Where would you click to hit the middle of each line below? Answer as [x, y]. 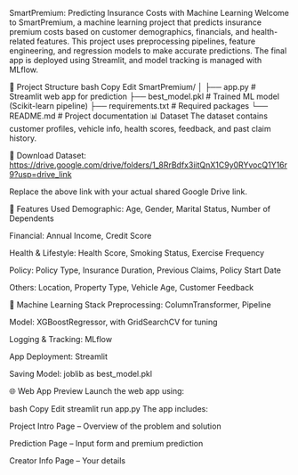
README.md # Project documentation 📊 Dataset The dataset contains [139, 116]
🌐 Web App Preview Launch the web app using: [97, 391]
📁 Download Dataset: [48, 156]
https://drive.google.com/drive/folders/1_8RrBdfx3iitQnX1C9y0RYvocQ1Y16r [148, 165]
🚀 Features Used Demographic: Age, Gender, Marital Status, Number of [140, 209]
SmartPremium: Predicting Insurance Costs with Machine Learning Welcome [149, 13]
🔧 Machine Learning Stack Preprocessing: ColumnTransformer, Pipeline [140, 305]
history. [23, 138]
